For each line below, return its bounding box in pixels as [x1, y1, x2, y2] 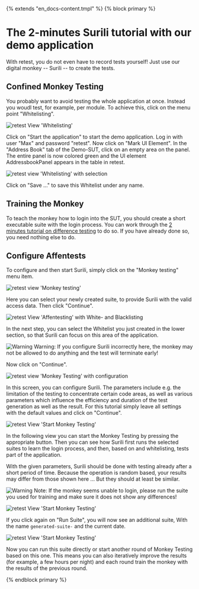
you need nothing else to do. [6, 233, 76, 240]
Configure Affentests [6, 250, 86, 261]
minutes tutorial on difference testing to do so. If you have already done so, [6, 227, 190, 234]
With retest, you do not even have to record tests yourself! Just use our [6, 58, 180, 65]
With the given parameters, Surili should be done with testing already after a [6, 463, 192, 470]
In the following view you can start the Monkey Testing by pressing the [6, 433, 179, 440]
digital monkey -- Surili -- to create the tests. [6, 64, 115, 71]
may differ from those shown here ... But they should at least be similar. [6, 475, 180, 483]
